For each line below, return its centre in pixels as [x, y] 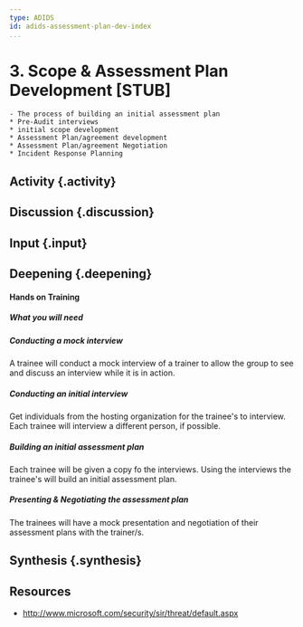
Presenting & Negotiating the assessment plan [99, 499]
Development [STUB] [90, 90]
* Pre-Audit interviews [54, 122]
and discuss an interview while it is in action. [92, 373]
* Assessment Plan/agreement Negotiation [89, 146]
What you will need [46, 318]
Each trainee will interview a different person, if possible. [115, 425]
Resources [40, 591]
